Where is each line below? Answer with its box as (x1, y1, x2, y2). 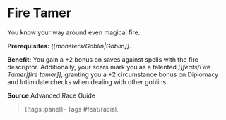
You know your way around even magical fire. (7, 28, 141, 36)
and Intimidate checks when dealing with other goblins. (7, 77, 168, 86)
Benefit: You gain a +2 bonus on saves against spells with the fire (7, 55, 199, 64)
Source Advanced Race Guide (7, 91, 95, 100)
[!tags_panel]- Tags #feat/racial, (24, 105, 119, 113)
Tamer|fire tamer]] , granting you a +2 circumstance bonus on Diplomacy (7, 70, 219, 79)
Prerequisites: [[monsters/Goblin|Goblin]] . (7, 41, 131, 50)
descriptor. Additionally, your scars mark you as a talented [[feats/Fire (7, 62, 211, 71)
